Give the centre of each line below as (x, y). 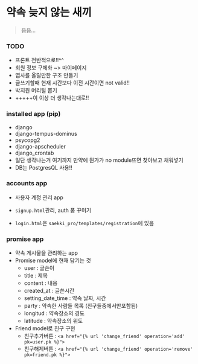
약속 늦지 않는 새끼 (49, 12)
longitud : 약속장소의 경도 (54, 313)
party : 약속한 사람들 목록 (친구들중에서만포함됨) (81, 306)
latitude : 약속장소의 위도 (53, 321)
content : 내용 (41, 283)
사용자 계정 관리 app (39, 197)
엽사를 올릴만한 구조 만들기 (46, 75)
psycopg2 (27, 140)
